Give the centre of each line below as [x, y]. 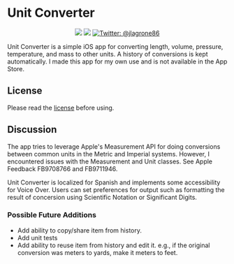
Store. [16, 68]
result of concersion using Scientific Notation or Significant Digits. [102, 197]
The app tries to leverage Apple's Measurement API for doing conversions [114, 146]
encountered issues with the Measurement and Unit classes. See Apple [110, 161]
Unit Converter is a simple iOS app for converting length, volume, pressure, [115, 46]
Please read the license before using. [61, 108]
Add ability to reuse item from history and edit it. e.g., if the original [114, 245]
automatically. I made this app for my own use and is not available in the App [117, 61]
